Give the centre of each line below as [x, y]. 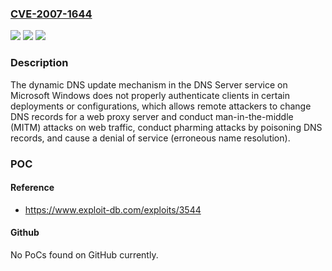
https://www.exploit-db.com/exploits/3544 [113, 209]
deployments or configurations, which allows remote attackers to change [161, 106]
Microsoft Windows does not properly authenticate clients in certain [150, 95]
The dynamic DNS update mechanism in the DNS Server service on [149, 84]
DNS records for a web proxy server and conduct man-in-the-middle [152, 116]
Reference [32, 188]
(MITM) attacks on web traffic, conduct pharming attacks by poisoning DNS [166, 127]
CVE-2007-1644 [51, 14]
